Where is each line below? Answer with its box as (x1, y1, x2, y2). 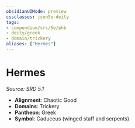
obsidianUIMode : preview (6, 8, 67, 15)
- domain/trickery (6, 35, 51, 41)
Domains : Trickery (14, 102, 60, 109)
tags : (6, 19, 19, 25)
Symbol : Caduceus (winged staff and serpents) (14, 115, 130, 122)
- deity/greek (6, 30, 41, 36)
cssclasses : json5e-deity (6, 14, 69, 20)
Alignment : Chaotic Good (14, 97, 77, 104)
